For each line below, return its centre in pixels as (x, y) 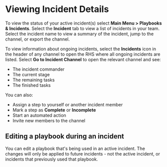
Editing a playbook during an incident (65, 136)
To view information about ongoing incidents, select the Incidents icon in (81, 49)
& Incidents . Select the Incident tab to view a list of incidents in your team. (82, 28)
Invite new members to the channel (49, 120)
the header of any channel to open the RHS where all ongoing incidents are (83, 54)
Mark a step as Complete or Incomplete (54, 110)
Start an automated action (39, 115)
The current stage (31, 74)
